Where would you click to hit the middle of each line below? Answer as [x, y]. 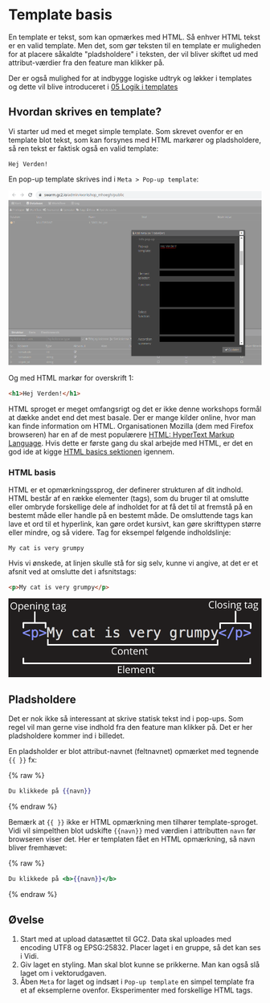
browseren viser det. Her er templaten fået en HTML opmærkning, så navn [132, 839]
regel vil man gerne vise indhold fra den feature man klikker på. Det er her [131, 728]
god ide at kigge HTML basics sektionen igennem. [92, 451]
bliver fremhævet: [38, 848]
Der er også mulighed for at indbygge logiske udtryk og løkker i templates [130, 78]
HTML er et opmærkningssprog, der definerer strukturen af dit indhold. [126, 490]
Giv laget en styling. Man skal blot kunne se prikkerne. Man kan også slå [139, 964]
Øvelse [26, 920]
